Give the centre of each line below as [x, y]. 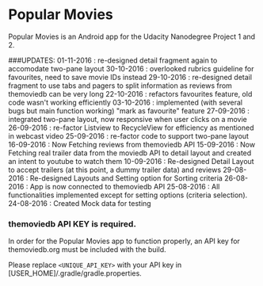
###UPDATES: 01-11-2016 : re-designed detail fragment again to [113, 60]
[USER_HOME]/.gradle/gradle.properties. [75, 273]
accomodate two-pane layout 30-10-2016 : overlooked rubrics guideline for [131, 68]
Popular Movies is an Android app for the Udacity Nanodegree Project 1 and [132, 36]
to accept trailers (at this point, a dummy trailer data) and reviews [115, 170]
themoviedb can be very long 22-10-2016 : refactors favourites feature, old [130, 93]
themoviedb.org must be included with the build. [87, 250]
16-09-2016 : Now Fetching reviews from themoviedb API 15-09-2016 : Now [132, 144]
